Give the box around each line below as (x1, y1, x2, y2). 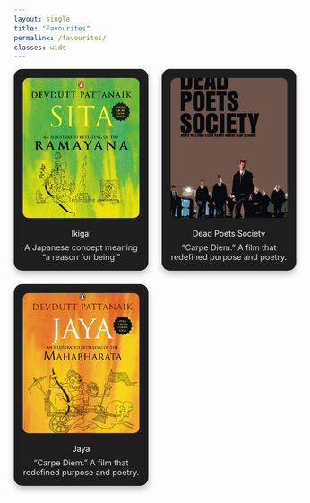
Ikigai (71, 229, 91, 239)
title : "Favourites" (13, 23, 91, 33)
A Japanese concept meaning (23, 242, 139, 253)
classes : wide (13, 43, 67, 52)
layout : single (13, 14, 71, 23)
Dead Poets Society (192, 229, 266, 239)
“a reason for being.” (41, 252, 121, 263)
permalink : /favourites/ (13, 33, 107, 42)
